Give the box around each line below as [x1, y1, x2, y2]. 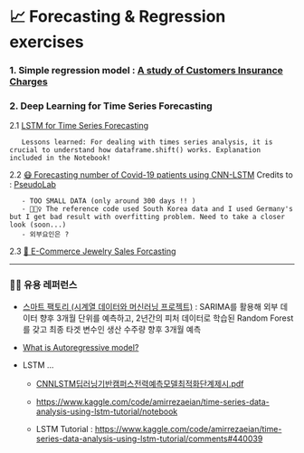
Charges [9, 75, 48, 88]
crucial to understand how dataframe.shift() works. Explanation [9, 146, 261, 155]
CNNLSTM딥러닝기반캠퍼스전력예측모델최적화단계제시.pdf [35, 378, 244, 389]
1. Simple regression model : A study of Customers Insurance [9, 64, 283, 77]
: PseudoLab [9, 179, 57, 190]
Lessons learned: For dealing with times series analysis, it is [21, 138, 273, 147]
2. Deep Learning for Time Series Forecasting [9, 100, 213, 112]
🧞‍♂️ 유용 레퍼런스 [9, 279, 78, 292]
